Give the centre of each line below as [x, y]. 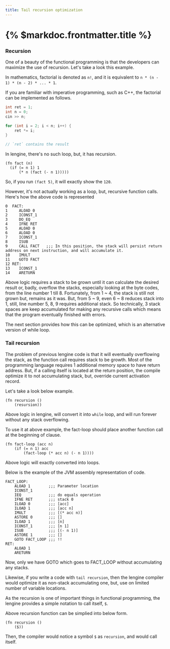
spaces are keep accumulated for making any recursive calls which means [83, 309]
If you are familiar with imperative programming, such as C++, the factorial [83, 92]
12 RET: [13, 264]
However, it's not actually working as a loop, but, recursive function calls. [82, 191]
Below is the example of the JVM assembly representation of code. [75, 472]
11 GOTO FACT [22, 259]
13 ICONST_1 [21, 269]
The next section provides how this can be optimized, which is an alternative [85, 324]
